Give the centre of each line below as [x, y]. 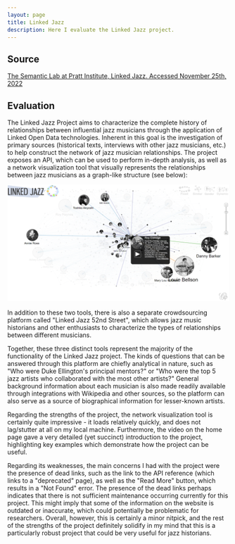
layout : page [26, 15]
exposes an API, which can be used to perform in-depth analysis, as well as [117, 160]
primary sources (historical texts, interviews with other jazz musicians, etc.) [117, 145]
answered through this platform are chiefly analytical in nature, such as [110, 363]
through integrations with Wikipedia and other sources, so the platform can [116, 393]
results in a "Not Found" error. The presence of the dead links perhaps [109, 488]
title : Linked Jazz [36, 22]
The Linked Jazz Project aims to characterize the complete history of [107, 122]
